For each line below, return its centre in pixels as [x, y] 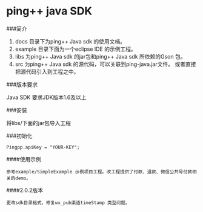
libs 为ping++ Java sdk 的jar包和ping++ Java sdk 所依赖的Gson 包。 [100, 56]
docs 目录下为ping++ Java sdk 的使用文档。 [70, 41]
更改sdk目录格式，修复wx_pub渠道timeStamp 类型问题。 [68, 203]
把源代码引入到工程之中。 [47, 71]
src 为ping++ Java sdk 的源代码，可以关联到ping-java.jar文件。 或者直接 [105, 64]
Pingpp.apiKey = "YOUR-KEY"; [43, 147]
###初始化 [19, 136]
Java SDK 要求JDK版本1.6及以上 [46, 97]
